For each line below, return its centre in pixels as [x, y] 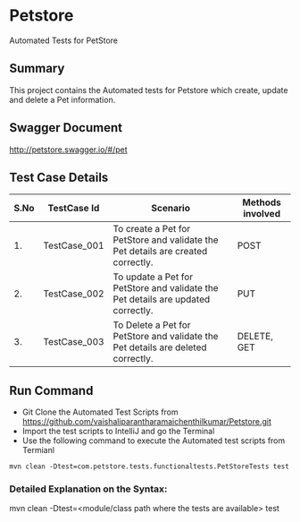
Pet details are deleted [160, 347]
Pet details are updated [162, 299]
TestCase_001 [74, 245]
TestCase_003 [74, 342]
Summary [37, 68]
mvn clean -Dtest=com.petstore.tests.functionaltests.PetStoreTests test [150, 466]
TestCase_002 [74, 294]
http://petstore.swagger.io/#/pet [68, 150]
